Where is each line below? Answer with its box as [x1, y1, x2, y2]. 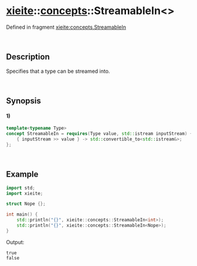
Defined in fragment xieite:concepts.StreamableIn [6, 23, 127, 31]
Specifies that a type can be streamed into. [6, 68, 110, 75]
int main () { [6, 211, 38, 218]
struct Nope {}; [6, 201, 46, 207]
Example [6, 169, 39, 180]
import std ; [6, 185, 35, 191]
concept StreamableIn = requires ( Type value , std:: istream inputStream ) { [6, 131, 193, 137]
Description [6, 52, 50, 62]
